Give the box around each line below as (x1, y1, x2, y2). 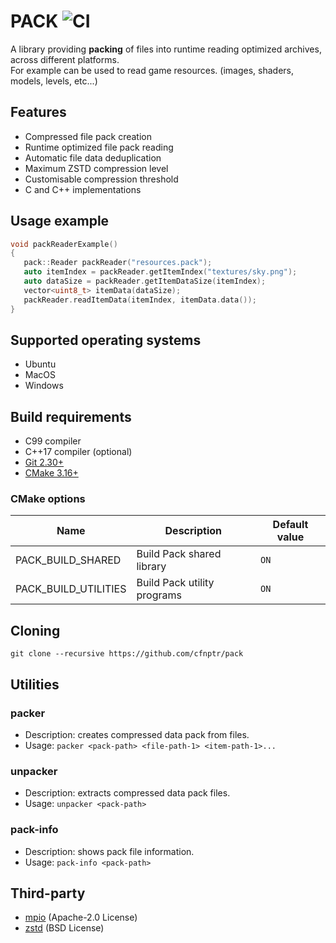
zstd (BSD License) (24, 922, 105, 934)
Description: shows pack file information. (24, 845, 195, 857)
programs (136, 588, 182, 602)
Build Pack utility (136, 576, 215, 590)
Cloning (10, 622, 61, 639)
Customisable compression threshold (24, 173, 179, 185)
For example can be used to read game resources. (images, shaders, (10, 64, 295, 76)
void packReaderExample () (10, 239, 118, 249)
